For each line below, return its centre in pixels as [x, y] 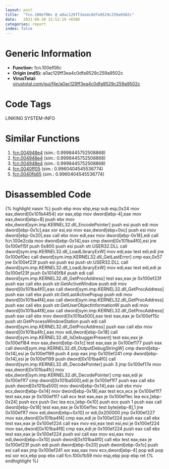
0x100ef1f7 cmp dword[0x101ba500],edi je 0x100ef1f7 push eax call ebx [80, 380]
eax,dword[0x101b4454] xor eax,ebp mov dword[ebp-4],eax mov [73, 214]
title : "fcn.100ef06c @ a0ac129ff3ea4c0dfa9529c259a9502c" [70, 15]
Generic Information [48, 54]
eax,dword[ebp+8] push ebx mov [40, 219]
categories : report [26, 24]
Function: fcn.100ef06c [37, 68]
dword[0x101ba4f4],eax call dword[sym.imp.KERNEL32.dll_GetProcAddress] [84, 300]
